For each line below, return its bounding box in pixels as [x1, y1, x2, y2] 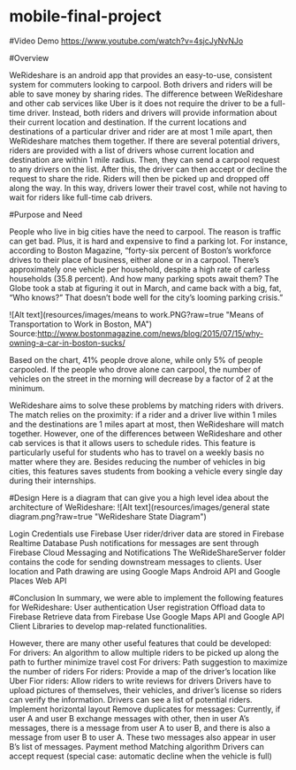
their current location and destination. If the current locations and [9, 117, 247, 127]
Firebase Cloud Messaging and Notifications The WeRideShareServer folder [9, 547, 286, 558]
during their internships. [9, 475, 97, 486]
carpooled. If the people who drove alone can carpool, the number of [9, 364, 262, 374]
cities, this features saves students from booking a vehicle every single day [9, 466, 283, 476]
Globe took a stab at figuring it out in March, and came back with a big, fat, [9, 282, 282, 293]
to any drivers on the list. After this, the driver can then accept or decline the [9, 164, 287, 174]
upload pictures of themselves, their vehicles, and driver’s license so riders [9, 684, 283, 696]
